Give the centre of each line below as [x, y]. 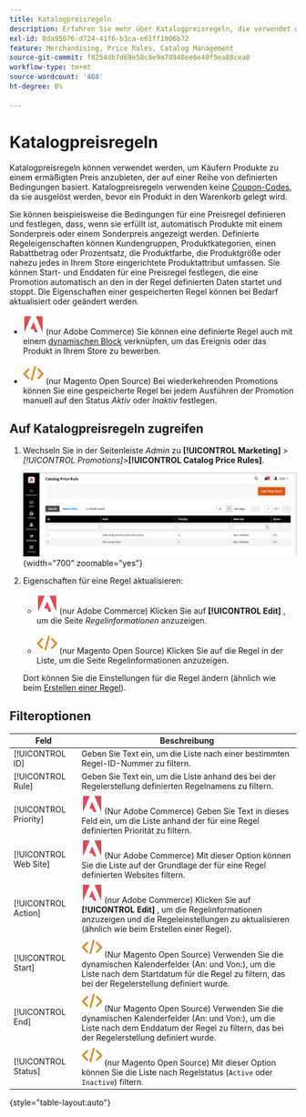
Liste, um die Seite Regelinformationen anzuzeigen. [133, 660]
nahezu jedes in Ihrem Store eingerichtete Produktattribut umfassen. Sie [145, 262]
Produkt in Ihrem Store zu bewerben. [92, 350]
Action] [27, 913]
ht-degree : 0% [36, 86]
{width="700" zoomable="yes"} [82, 563]
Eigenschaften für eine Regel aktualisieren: [103, 580]
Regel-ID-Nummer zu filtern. [136, 764]
